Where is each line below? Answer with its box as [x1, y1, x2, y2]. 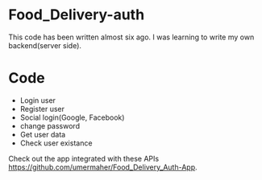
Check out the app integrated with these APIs [8, 153, 160, 163]
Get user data [19, 129, 66, 139]
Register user [19, 104, 65, 113]
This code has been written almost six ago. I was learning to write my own [8, 32, 255, 42]
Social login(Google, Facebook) [19, 112, 125, 122]
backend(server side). [8, 40, 82, 50]
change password [19, 121, 81, 130]
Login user [19, 95, 56, 105]
